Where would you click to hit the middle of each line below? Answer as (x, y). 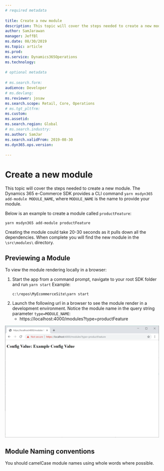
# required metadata (26, 10)
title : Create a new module (34, 21)
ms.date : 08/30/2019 (26, 42)
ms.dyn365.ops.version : (29, 145)
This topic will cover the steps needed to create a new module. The (73, 188)
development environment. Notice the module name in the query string (83, 308)
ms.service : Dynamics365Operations (41, 57)
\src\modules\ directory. (30, 243)
